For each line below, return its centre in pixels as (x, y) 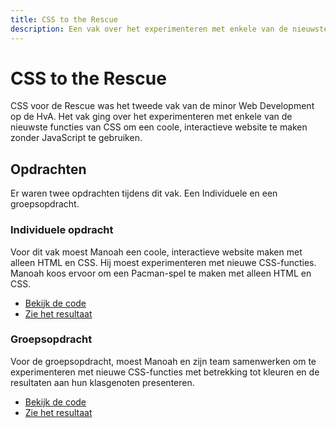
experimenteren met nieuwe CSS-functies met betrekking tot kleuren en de (165, 372)
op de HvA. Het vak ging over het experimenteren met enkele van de (151, 117)
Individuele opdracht (62, 230)
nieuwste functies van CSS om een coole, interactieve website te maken (159, 127)
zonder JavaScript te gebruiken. (76, 138)
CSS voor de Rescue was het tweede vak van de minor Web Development (162, 106)
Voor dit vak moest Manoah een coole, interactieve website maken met (156, 252)
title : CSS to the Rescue (64, 19)
